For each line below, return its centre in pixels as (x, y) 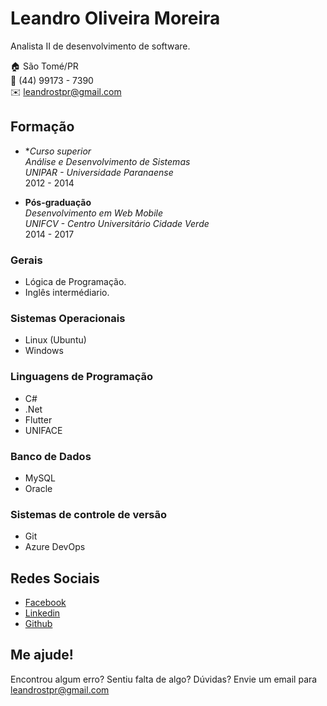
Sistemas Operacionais (68, 318)
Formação (42, 127)
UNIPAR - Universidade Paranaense (99, 172)
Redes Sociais (55, 578)
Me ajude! (42, 655)
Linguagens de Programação (82, 377)
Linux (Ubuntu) (55, 340)
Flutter (38, 419)
